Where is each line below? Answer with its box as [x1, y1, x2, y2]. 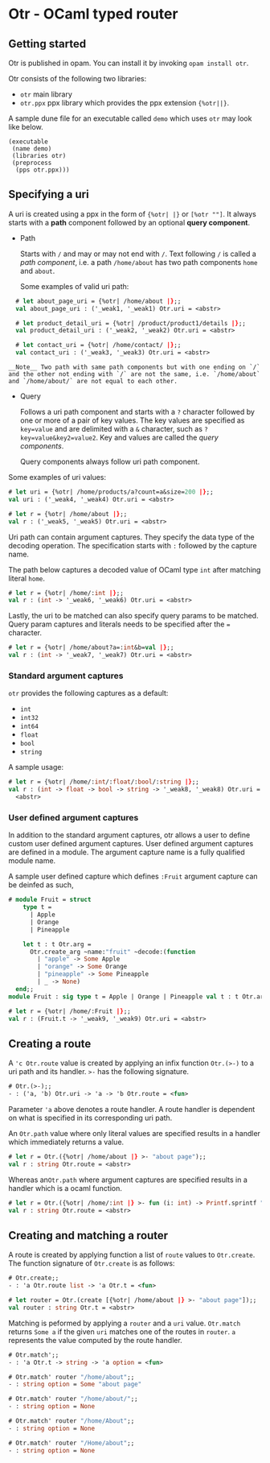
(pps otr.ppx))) [15, 166, 70, 174]
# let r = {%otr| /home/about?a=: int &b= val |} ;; [8, 643, 174, 652]
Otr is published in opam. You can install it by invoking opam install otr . [8, 58, 249, 68]
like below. [8, 122, 43, 131]
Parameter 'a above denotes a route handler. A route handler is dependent [8, 1104, 256, 1114]
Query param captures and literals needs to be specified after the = [8, 619, 231, 629]
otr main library [19, 89, 72, 99]
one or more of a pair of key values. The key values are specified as [19, 415, 245, 425]
